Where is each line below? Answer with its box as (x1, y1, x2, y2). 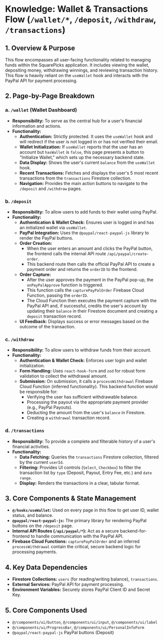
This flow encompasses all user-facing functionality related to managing (5, 57, 151, 62)
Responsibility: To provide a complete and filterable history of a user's (12, 438, 156, 444)
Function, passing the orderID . (26, 292, 89, 298)
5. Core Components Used (5, 606, 87, 614)
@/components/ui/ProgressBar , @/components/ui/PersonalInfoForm (12, 624, 144, 630)
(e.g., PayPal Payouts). (26, 404, 72, 410)
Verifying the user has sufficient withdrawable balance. (26, 394, 139, 400)
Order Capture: (19, 271, 51, 277)
